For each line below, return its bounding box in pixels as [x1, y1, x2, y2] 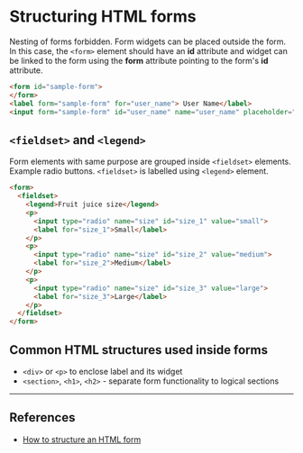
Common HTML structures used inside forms [9, 342, 269, 358]
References [9, 410, 76, 425]
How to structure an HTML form [22, 434, 142, 445]
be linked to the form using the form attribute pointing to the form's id [9, 55, 269, 66]
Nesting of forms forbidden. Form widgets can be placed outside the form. [9, 36, 287, 47]
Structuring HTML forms [9, 6, 197, 27]
